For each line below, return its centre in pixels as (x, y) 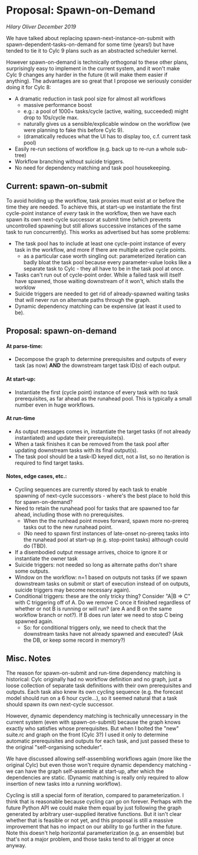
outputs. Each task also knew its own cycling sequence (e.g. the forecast (95, 691)
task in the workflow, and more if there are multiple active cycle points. (100, 249)
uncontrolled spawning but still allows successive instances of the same (94, 226)
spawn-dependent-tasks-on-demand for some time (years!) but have (90, 44)
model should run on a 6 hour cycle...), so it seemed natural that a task (92, 698)
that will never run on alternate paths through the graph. (83, 300)
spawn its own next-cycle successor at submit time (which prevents (89, 219)
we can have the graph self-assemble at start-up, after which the (85, 771)
